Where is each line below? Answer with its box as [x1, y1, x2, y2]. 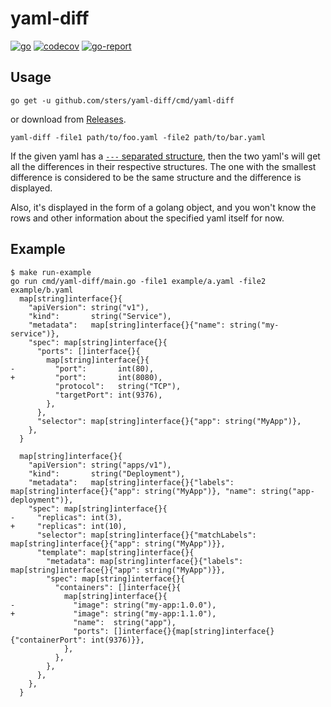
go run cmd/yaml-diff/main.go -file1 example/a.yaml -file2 [10, 276, 267, 286]
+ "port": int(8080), [10, 372, 163, 382]
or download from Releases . [10, 113, 127, 125]
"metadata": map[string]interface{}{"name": [28, 320, 226, 330]
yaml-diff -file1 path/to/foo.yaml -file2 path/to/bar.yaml [10, 132, 267, 142]
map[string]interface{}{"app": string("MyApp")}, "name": [10, 486, 257, 496]
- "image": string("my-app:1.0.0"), [10, 600, 217, 610]
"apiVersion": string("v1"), [28, 302, 150, 312]
